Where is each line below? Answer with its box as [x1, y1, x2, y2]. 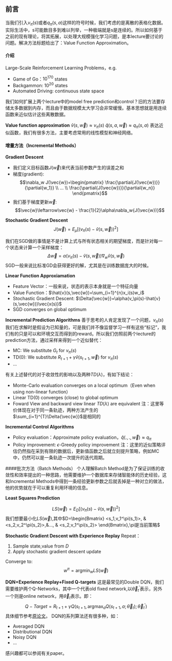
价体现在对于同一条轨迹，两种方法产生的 [12, 407, 98, 413]
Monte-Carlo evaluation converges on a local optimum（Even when [12, 382, 156, 388]
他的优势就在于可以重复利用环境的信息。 [5, 484, 91, 491]
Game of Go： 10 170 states [12, 75, 68, 82]
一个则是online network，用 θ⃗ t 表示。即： [5, 593, 93, 600]
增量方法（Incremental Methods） [5, 142, 79, 148]
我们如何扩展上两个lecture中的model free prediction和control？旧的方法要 [5, 99, 161, 105]
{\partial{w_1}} [25, 185, 55, 191]
